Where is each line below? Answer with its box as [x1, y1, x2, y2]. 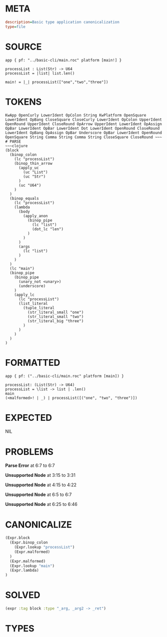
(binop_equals [9, 196, 39, 201]
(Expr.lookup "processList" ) [14, 545, 75, 550]
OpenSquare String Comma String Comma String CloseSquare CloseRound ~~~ [5, 135, 162, 140]
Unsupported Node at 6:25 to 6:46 [5, 501, 77, 507]
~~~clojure [5, 143, 28, 148]
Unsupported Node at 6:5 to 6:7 [5, 491, 72, 498]
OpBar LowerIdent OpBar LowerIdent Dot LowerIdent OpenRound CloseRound [5, 126, 160, 131]
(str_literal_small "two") [27, 314, 84, 319]
